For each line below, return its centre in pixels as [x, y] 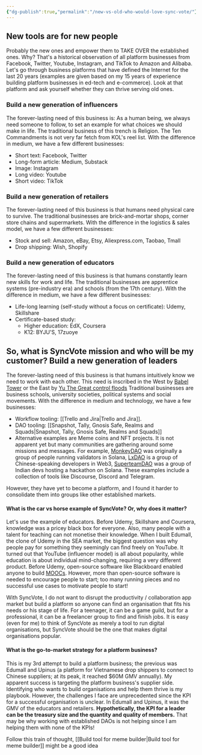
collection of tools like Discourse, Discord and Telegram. [85, 476]
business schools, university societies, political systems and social [89, 394]
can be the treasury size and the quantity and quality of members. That [97, 715]
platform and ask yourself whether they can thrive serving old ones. [90, 89]
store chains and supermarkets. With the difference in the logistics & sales [98, 223]
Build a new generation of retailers [57, 197]
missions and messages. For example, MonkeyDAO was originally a [98, 451]
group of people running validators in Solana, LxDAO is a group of [96, 457]
